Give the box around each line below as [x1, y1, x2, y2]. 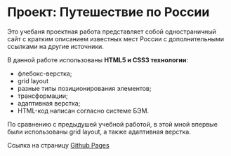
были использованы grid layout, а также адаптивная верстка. [7, 127, 192, 136]
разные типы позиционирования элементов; [17, 84, 152, 92]
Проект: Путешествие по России [7, 4, 210, 20]
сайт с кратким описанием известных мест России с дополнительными [7, 34, 225, 43]
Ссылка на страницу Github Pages [7, 141, 110, 149]
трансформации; [17, 92, 68, 100]
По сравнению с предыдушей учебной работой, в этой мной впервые [7, 120, 218, 128]
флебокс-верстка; [17, 69, 72, 78]
